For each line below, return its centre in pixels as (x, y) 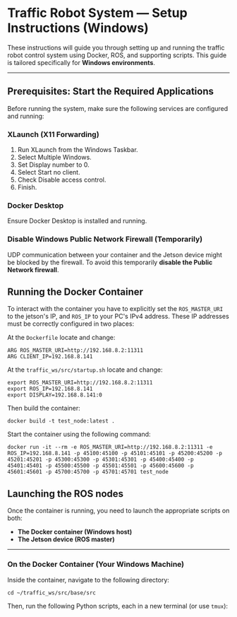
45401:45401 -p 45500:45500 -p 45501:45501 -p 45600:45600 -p (101, 466)
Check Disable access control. (62, 180)
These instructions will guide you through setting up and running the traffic (116, 47)
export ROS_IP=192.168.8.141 (50, 389)
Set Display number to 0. (53, 165)
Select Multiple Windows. (54, 158)
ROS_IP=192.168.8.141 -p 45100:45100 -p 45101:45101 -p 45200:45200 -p (115, 454)
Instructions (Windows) (78, 28)
